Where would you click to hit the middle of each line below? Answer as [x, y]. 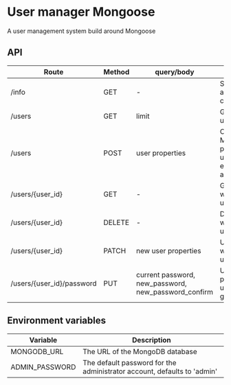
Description [152, 340]
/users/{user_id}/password [54, 283]
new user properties [169, 250]
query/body [175, 71]
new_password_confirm [175, 292]
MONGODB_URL [37, 351]
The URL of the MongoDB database [140, 351]
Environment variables [57, 321]
